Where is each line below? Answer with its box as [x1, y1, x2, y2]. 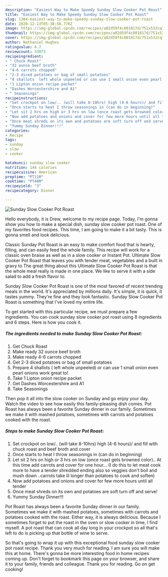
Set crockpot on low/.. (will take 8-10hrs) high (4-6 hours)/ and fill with [12, 441, 158, 447]
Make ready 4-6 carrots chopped [12, 354, 81, 360]
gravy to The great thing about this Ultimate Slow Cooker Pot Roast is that [5, 263, 157, 269]
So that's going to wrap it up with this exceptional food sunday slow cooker [5, 540, 160, 546]
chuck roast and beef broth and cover [12, 446, 91, 452]
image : [5, 26, 19, 31]
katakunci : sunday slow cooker [5, 160, 70, 165]
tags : [5, 137, 16, 142]
